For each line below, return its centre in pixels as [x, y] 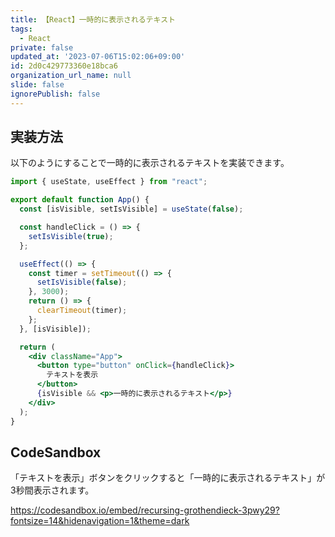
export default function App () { [80, 200]
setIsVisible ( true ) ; [71, 236]
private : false [42, 47]
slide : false [37, 85]
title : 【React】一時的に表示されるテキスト [93, 19]
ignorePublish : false [55, 94]
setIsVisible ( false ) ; [82, 282]
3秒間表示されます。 [52, 490]
